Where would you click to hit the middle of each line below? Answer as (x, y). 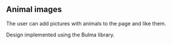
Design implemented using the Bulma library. (60, 35)
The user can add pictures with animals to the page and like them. (86, 23)
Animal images (34, 10)
